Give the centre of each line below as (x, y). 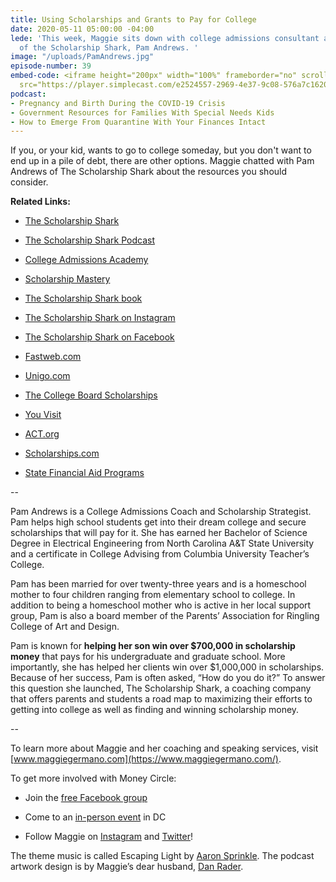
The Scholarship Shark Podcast (89, 240)
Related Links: (40, 202)
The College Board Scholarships (91, 395)
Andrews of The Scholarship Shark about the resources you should (149, 172)
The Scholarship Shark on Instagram (100, 318)
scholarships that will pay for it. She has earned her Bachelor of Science (159, 533)
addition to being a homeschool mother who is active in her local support (161, 605)
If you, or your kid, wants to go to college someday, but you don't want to (161, 150)
